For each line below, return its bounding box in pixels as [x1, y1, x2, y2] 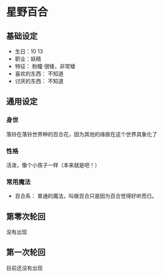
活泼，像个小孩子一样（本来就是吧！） [6, 161, 100, 168]
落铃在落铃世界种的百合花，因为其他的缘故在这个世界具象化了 [6, 130, 158, 137]
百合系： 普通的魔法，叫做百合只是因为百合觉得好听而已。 [14, 193, 158, 200]
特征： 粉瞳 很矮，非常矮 [14, 63, 76, 70]
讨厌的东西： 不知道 [14, 78, 64, 84]
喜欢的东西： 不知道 [14, 70, 64, 77]
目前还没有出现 [6, 264, 43, 271]
